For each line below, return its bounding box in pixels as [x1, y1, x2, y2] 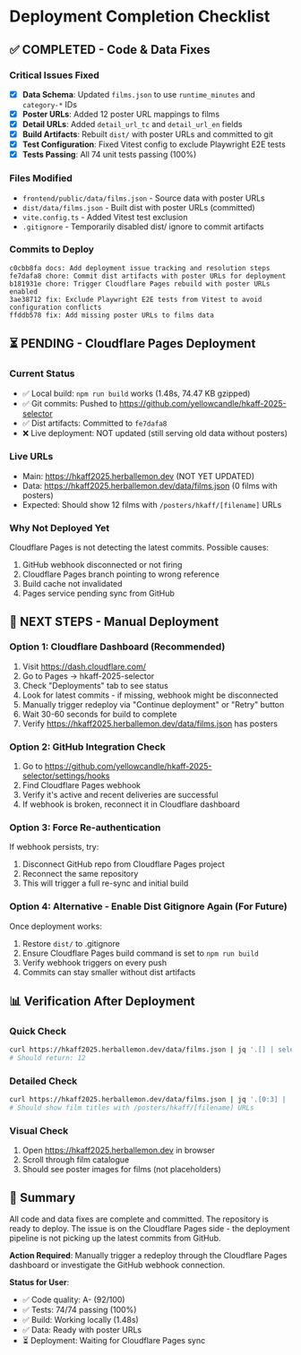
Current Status [9, 367, 75, 380]
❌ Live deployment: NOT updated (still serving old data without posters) [21, 427, 288, 438]
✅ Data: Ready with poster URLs [21, 1325, 142, 1335]
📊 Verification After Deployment [9, 994, 195, 1009]
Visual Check [9, 1125, 69, 1137]
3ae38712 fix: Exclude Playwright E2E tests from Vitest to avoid [9, 295, 262, 304]
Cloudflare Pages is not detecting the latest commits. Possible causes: [9, 542, 269, 553]
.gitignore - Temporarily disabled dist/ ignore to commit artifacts [21, 221, 264, 232]
